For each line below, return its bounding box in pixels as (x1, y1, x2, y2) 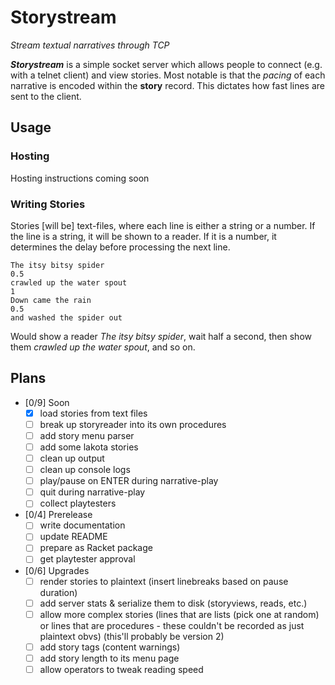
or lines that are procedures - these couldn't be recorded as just (39, 619, 305, 631)
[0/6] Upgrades (24, 564, 90, 576)
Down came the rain (10, 295, 92, 305)
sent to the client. (10, 90, 82, 102)
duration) (39, 586, 78, 598)
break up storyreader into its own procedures (39, 418, 227, 430)
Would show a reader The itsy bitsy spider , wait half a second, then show (10, 330, 312, 342)
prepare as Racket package (39, 542, 153, 554)
